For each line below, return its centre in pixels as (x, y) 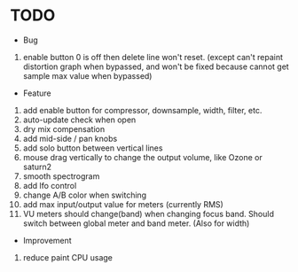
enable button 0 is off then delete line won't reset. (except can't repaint (153, 57)
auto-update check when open (79, 120)
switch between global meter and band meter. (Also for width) (136, 223)
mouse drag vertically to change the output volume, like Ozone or (142, 157)
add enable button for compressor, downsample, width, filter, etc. (142, 110)
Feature (37, 93)
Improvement (47, 240)
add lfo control (50, 185)
